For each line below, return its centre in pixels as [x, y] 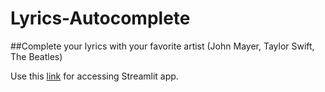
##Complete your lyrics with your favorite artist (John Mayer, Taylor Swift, [162, 46]
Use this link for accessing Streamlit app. [94, 76]
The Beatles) [36, 56]
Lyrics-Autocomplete [100, 18]
